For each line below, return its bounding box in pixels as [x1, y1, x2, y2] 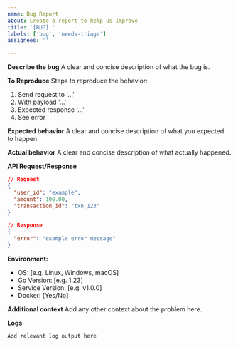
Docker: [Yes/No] [17, 291, 69, 299]
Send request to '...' [17, 90, 75, 99]
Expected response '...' [17, 105, 85, 114]
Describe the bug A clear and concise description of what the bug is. [7, 63, 210, 71]
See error [17, 113, 46, 122]
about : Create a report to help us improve [7, 17, 139, 24]
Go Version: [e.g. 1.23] [17, 276, 84, 284]
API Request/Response [7, 162, 77, 171]
